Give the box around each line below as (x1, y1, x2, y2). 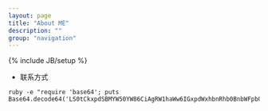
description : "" (8, 26, 62, 34)
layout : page (8, 11, 52, 20)
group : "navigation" (8, 34, 77, 42)
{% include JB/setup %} (8, 56, 88, 65)
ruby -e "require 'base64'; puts (8, 89, 120, 97)
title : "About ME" (8, 19, 69, 27)
